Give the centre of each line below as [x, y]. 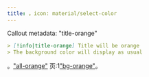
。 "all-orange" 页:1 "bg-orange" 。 [54, 66]
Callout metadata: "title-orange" [52, 33]
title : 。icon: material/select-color [62, 13]
